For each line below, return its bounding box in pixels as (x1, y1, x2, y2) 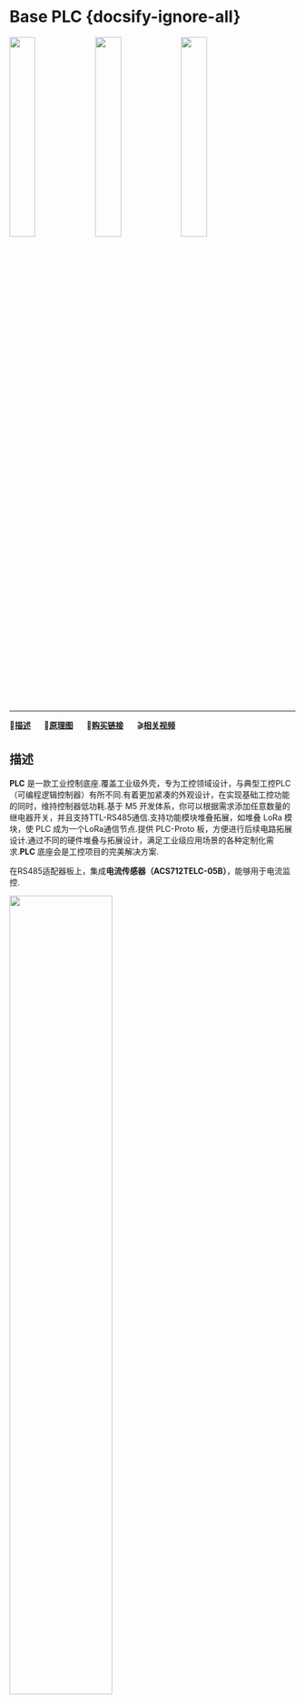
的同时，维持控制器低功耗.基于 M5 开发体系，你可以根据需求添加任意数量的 (9, 800, 290, 811)
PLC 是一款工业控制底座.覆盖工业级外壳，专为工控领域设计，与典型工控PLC (9, 777, 291, 788)
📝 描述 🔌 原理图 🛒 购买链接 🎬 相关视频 (9, 719, 175, 730)
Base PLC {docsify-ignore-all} (9, 6, 241, 27)
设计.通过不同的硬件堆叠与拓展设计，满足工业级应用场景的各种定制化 (9, 835, 267, 846)
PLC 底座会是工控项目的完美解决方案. (19, 846, 159, 857)
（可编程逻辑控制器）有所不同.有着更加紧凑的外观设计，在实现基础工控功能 (9, 789, 290, 800)
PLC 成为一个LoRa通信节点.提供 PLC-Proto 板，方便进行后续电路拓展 (34, 823, 292, 834)
